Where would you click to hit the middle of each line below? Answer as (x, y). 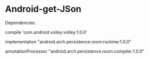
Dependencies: (20, 23)
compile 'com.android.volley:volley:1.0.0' (46, 32)
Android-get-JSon (43, 9)
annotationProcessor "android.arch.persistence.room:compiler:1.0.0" (75, 51)
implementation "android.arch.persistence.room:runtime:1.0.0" (68, 42)
